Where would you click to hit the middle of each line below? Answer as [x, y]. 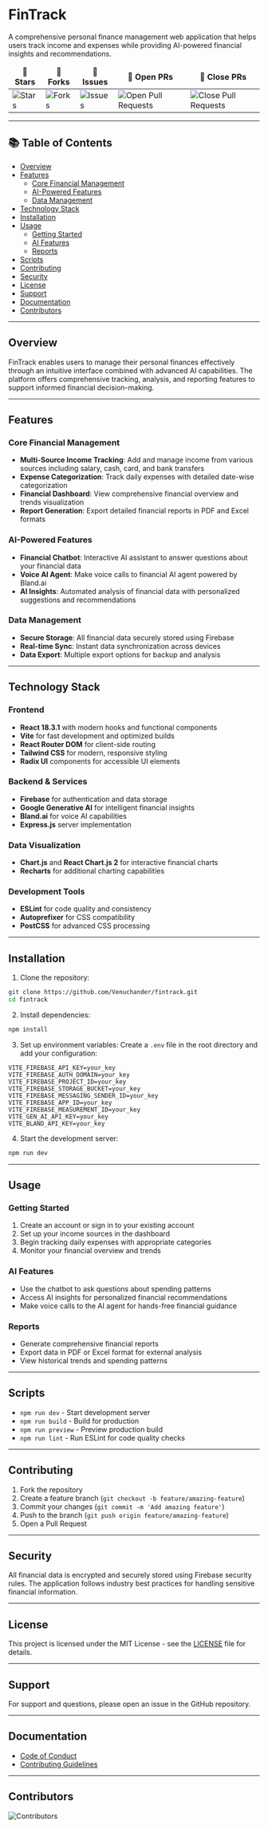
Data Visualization [45, 845]
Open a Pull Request [53, 1523]
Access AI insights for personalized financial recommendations [123, 1297]
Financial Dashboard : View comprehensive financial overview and [129, 494]
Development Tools [47, 892]
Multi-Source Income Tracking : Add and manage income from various [136, 460]
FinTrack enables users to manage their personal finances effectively [122, 362]
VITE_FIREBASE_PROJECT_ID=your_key [67, 1082]
